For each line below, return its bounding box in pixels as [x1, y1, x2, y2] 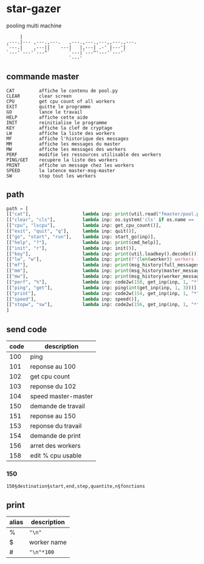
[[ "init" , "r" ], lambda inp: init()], [6, 245, 137, 251]
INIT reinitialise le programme [6, 119, 107, 126]
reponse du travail [30, 422, 82, 430]
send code [6, 324, 47, 335]
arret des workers [30, 442, 81, 450]
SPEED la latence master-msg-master [6, 167, 115, 173]
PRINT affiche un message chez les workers [6, 162, 135, 169]
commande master [6, 72, 80, 82]
